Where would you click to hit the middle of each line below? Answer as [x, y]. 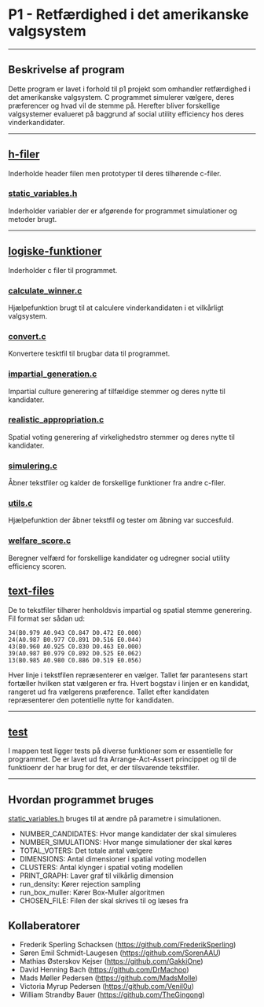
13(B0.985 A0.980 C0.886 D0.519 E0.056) [75, 660]
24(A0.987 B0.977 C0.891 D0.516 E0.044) [75, 640]
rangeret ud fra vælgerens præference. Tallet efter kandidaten [109, 692]
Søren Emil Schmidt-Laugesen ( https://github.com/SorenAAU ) [120, 953]
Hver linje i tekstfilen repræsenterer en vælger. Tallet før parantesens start [128, 675]
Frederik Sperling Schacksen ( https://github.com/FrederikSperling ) [128, 944]
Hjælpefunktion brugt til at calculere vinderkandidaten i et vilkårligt [116, 308]
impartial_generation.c [53, 374]
